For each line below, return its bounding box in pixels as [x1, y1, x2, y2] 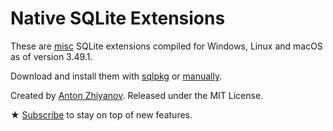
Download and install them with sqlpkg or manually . [10, 70, 223, 82]
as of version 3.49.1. [10, 50, 93, 62]
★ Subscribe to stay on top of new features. [10, 108, 193, 121]
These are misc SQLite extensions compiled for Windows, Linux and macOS [10, 40, 323, 52]
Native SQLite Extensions [10, 7, 226, 30]
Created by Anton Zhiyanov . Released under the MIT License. [10, 89, 264, 101]
